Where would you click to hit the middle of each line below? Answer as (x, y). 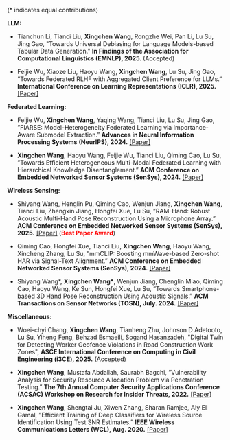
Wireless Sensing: (34, 190)
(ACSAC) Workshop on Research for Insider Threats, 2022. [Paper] (114, 394)
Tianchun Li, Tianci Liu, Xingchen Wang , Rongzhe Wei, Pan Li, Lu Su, (115, 36)
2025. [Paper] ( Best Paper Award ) (66, 233)
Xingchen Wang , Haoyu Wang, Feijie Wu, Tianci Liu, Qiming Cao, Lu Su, (119, 155)
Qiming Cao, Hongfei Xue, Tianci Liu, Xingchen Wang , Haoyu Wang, (114, 246)
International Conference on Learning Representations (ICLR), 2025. (116, 86)
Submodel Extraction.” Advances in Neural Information (115, 135)
